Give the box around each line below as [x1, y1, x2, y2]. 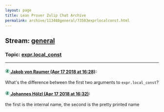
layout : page [5, 8, 32, 13]
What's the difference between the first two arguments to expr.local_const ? [5, 80, 159, 85]
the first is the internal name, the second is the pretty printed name [5, 102, 140, 108]
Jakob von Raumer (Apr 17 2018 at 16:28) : [10, 68, 97, 75]
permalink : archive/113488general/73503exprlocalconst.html [5, 18, 130, 23]
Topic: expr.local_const [5, 51, 62, 58]
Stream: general [5, 36, 55, 45]
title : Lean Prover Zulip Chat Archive [5, 13, 86, 18]
